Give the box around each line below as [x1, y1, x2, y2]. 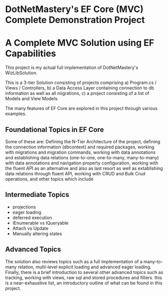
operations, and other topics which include [5, 176, 94, 182]
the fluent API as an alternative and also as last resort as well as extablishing [5, 165, 163, 171]
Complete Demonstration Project [5, 14, 145, 26]
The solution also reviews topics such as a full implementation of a [5, 258, 143, 264]
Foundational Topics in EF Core [5, 125, 104, 134]
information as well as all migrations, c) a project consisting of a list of [5, 90, 149, 96]
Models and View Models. [5, 95, 59, 102]
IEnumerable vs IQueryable [12, 220, 69, 226]
